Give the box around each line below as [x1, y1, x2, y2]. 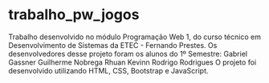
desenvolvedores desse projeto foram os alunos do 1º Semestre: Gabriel [8, 49, 247, 58]
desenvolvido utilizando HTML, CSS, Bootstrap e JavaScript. [8, 65, 209, 75]
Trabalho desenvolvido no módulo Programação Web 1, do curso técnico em [8, 32, 261, 41]
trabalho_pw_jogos [8, 6, 140, 24]
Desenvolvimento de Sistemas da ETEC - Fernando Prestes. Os [8, 40, 218, 49]
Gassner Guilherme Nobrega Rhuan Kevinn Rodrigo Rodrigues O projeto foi [8, 57, 257, 67]
